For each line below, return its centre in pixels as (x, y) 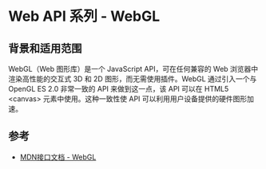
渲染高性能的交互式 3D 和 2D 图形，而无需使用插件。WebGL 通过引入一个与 (133, 79)
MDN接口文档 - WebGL (58, 157)
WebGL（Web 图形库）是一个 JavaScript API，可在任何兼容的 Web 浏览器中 (133, 69)
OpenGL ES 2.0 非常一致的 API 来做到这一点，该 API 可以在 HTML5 (119, 89)
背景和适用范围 (45, 48)
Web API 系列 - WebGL (84, 16)
